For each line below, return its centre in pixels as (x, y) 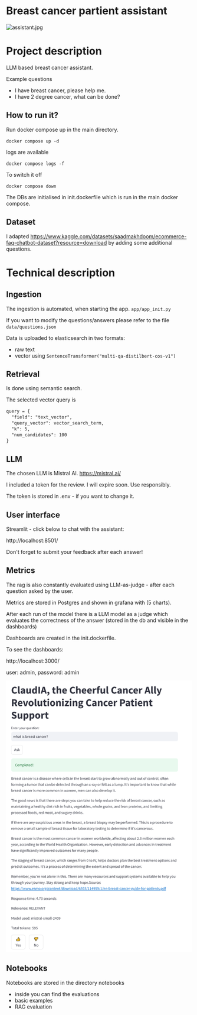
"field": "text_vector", (42, 417)
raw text (25, 349)
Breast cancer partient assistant (87, 11)
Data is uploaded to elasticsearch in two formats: (65, 338)
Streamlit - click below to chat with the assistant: (65, 529)
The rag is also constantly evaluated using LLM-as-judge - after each (91, 585)
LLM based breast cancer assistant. (50, 67)
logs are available (27, 152)
